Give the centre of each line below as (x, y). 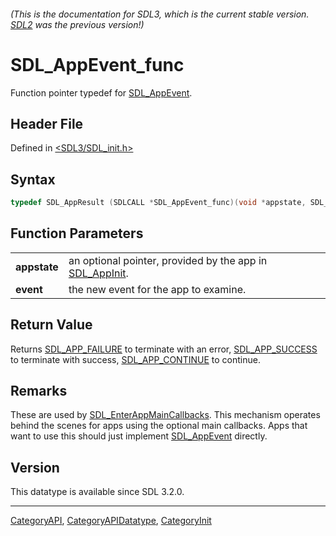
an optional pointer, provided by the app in (168, 260)
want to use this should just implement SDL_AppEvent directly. (139, 436)
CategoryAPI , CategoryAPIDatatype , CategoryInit (111, 521)
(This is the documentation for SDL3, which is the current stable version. (160, 14)
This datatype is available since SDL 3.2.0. (97, 492)
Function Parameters (77, 233)
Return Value (51, 325)
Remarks (39, 391)
